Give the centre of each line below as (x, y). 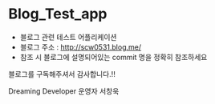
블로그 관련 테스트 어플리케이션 (68, 37)
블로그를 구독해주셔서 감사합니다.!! (62, 74)
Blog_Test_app (58, 14)
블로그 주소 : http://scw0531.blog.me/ (81, 47)
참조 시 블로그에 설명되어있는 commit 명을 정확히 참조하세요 (114, 57)
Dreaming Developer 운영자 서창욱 (64, 91)
